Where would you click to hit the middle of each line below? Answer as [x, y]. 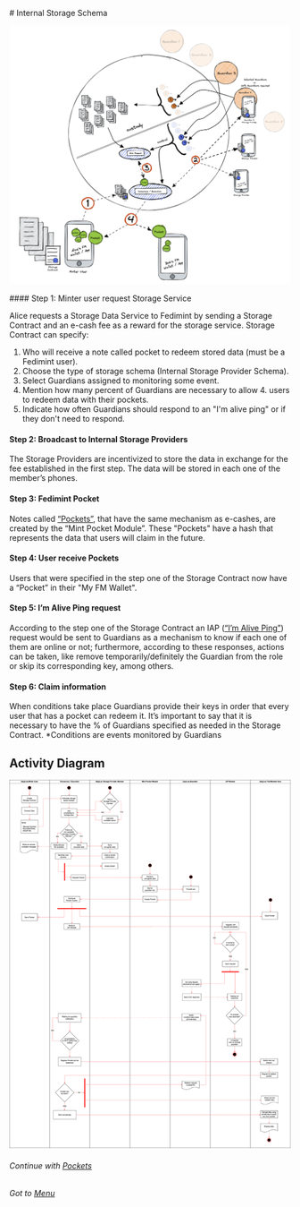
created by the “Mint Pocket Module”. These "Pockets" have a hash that [142, 528]
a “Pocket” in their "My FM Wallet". [73, 587]
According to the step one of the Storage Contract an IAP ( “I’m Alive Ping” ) [146, 628]
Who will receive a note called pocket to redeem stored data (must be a [154, 352]
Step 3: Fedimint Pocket [54, 498]
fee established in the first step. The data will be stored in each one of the [145, 468]
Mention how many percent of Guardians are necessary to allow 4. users [156, 390]
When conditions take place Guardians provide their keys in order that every [149, 706]
